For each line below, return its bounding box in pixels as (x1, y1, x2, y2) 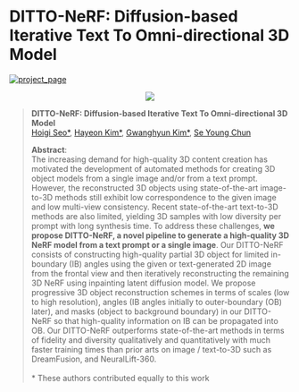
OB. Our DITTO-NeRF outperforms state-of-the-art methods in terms (30, 325, 285, 336)
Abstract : (30, 144, 68, 155)
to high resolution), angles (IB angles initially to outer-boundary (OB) (30, 296, 283, 307)
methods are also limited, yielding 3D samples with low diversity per (30, 210, 282, 221)
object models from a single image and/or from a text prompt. (30, 173, 259, 183)
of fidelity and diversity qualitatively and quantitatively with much (30, 334, 270, 345)
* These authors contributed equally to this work (30, 372, 210, 383)
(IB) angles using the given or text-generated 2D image (69, 258, 272, 269)
